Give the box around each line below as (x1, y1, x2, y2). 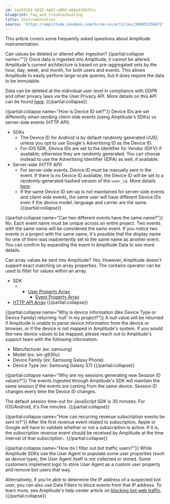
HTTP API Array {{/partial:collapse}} (12, 299, 88, 305)
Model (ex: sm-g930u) (12, 352, 60, 358)
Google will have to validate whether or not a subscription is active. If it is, (5, 425, 159, 431)
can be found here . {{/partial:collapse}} (5, 99, 87, 105)
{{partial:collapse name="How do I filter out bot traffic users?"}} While (5, 445, 152, 451)
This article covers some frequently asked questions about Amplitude (5, 36, 151, 42)
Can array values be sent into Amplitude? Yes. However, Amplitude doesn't (5, 257, 162, 263)
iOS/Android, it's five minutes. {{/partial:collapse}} (5, 404, 110, 410)
